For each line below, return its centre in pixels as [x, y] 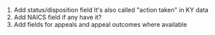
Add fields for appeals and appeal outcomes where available [100, 24]
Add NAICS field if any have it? [58, 17]
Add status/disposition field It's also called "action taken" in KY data [111, 10]
